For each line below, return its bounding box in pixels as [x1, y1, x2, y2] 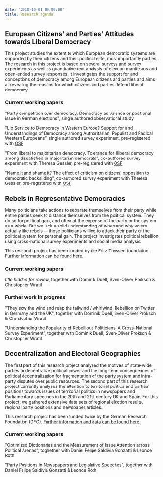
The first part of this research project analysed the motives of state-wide [5, 363, 152, 368]
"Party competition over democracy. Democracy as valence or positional [5, 110, 152, 116]
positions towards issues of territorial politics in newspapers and [5, 388, 135, 394]
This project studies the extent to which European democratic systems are [5, 50, 155, 56]
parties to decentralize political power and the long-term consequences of [5, 367, 155, 373]
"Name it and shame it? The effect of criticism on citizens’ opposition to [5, 170, 149, 176]
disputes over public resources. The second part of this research [17, 378, 148, 384]
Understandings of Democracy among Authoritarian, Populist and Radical [5, 130, 153, 136]
